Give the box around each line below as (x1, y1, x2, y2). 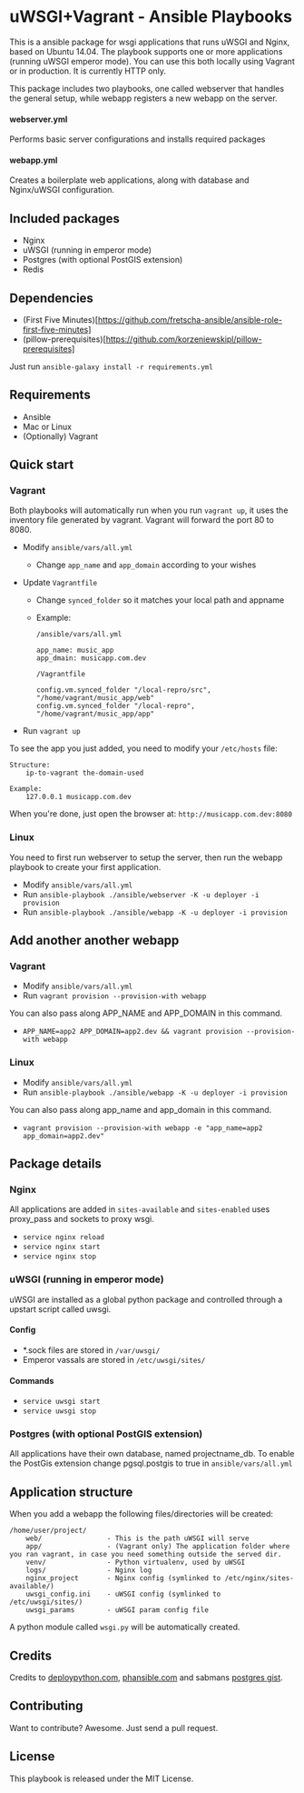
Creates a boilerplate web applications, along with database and (9, 175, 250, 185)
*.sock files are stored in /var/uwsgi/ (22, 1344, 161, 1356)
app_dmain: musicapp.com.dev (35, 654, 147, 663)
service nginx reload (22, 1233, 104, 1242)
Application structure (9, 1484, 133, 1499)
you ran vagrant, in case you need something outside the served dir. (9, 1550, 282, 1559)
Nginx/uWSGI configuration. (9, 185, 115, 195)
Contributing (9, 1698, 83, 1714)
